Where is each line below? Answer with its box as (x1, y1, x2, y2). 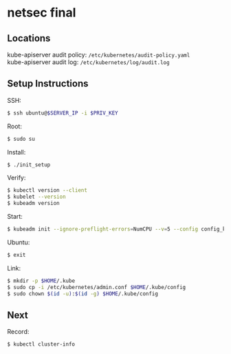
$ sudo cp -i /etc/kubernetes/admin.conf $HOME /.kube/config (7, 284, 186, 291)
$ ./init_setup (7, 161, 51, 168)
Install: (7, 148, 26, 156)
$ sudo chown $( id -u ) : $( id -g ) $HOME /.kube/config (7, 290, 158, 297)
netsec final (7, 5, 76, 21)
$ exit (7, 251, 26, 258)
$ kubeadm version (7, 200, 60, 207)
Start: (7, 213, 23, 221)
